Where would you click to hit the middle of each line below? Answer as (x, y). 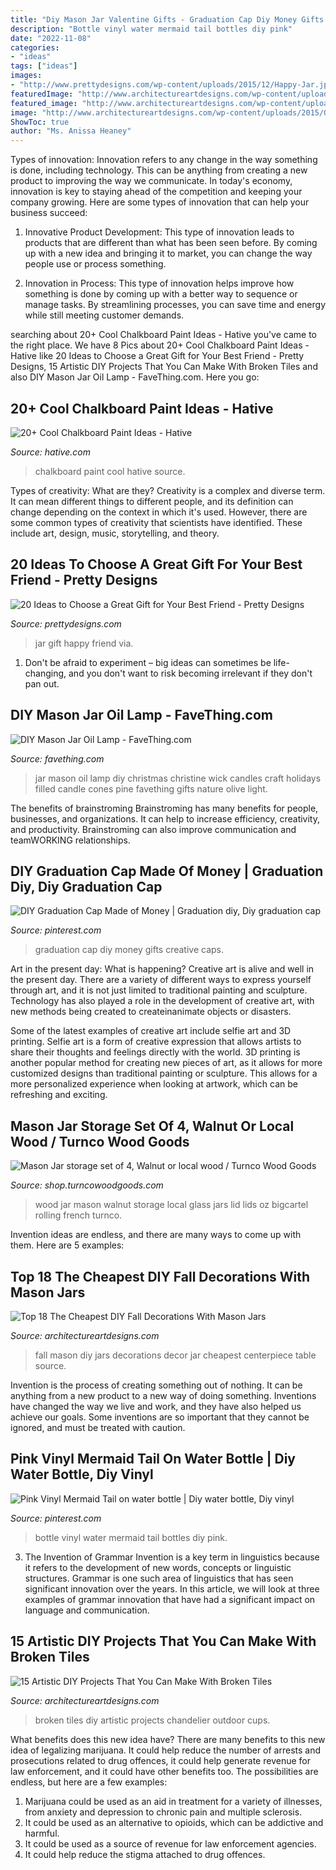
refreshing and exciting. (59, 1095)
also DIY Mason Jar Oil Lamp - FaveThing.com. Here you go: (135, 377)
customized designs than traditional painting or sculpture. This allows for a (164, 1073)
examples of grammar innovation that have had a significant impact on (170, 1599)
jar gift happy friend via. (84, 643)
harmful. (42, 1833)
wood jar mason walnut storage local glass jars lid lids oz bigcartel (171, 1205)
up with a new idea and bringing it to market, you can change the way (168, 253)
